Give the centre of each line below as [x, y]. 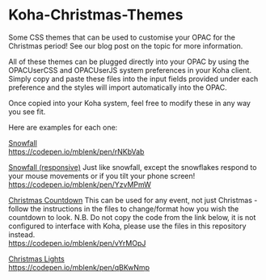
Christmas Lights [36, 259]
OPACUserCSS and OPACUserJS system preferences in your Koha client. [130, 70]
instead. [22, 234]
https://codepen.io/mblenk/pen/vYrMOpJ [77, 243]
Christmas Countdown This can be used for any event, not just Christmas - [133, 200]
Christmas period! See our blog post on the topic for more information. [126, 45]
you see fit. [27, 112]
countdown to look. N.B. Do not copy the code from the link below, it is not [132, 217]
